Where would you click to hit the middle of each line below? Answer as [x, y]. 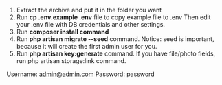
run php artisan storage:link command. [71, 61]
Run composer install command [63, 32]
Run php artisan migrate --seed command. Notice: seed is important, [115, 39]
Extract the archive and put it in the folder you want [89, 10]
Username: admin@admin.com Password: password [81, 74]
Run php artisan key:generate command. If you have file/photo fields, [116, 53]
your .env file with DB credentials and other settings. [91, 24]
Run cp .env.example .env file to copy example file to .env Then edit [113, 17]
